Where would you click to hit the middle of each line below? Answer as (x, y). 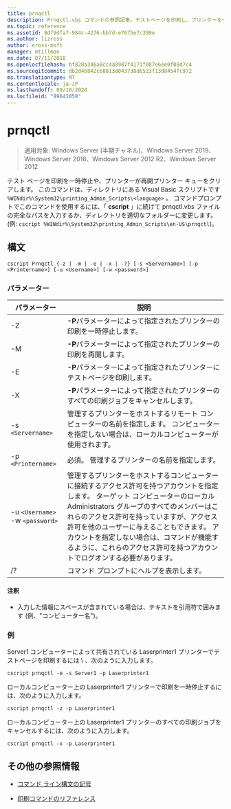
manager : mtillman (33, 52)
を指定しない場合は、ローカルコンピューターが (143, 435)
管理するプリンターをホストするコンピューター (143, 476)
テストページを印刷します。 (111, 378)
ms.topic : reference (37, 26)
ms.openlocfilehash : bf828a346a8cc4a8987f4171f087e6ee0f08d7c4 (100, 65)
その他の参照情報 (43, 766)
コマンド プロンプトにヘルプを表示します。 (136, 571)
